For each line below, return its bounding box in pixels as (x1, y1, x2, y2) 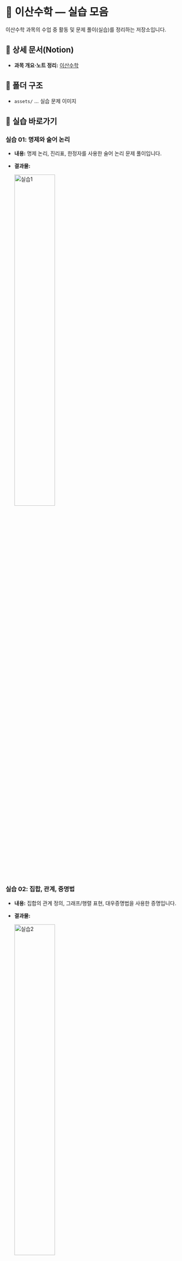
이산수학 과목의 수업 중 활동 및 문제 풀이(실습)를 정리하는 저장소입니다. (5, 26, 167, 33)
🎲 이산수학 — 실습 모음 (5, 5, 108, 19)
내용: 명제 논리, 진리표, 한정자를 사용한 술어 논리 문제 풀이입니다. (14, 150, 162, 157)
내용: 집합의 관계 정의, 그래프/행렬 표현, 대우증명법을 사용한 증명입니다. (14, 900, 177, 907)
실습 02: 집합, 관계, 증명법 (5, 885, 75, 893)
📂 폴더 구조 (5, 81, 44, 91)
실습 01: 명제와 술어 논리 (5, 135, 70, 143)
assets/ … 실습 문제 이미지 (14, 97, 77, 104)
